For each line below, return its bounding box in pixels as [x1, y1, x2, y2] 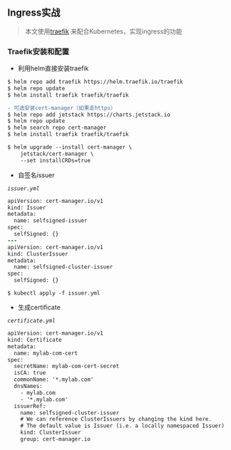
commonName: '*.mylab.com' [14, 376, 94, 383]
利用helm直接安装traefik [17, 64, 89, 73]
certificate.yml [7, 318, 56, 325]
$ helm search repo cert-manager [7, 124, 107, 132]
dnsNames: [14, 383, 43, 390]
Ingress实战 [7, 6, 61, 19]
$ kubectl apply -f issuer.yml [7, 290, 101, 297]
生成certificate [17, 303, 61, 312]
